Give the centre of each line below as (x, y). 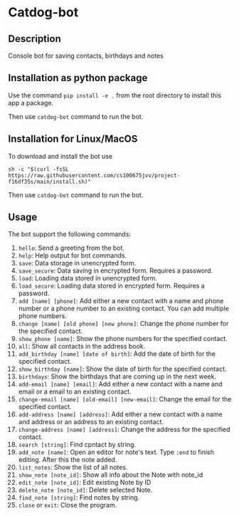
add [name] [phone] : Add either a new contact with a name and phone (121, 301)
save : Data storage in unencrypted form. (77, 263)
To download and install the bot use (60, 156)
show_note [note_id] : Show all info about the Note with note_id (111, 475)
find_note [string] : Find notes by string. (79, 497)
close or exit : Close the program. (68, 505)
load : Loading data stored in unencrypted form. (87, 278)
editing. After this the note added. (68, 460)
